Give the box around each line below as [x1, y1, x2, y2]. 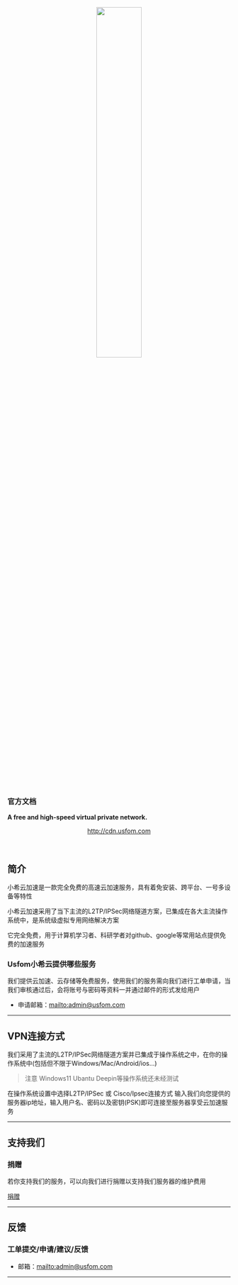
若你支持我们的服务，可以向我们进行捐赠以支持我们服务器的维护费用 [7, 1176, 206, 1185]
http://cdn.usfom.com [87, 827, 151, 835]
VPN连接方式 [7, 1030, 65, 1042]
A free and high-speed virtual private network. [7, 813, 147, 822]
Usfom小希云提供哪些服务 [7, 959, 96, 969]
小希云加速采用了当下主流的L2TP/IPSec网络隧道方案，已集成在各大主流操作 [7, 907, 228, 915]
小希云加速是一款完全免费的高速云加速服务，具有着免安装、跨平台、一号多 [7, 883, 225, 892]
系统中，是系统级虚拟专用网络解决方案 [7, 916, 119, 925]
